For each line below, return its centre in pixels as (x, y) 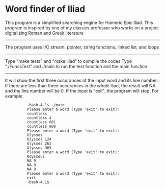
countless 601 (41, 122)
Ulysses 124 (39, 139)
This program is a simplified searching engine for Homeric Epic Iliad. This (79, 23)
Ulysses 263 (39, 143)
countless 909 (41, 126)
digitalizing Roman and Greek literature (44, 33)
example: (14, 96)
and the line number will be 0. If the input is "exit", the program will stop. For (82, 91)
